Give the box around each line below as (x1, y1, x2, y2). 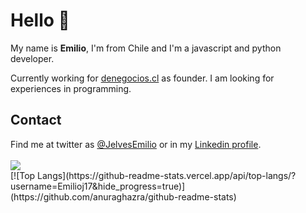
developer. (10, 52, 55, 64)
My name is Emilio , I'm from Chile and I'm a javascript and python (10, 42, 282, 54)
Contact (10, 112, 62, 129)
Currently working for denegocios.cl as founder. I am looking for (10, 72, 275, 84)
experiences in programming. (10, 82, 132, 94)
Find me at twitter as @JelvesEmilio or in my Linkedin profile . (10, 138, 262, 150)
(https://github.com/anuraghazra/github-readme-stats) (10, 190, 237, 203)
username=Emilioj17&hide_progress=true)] (10, 180, 186, 192)
